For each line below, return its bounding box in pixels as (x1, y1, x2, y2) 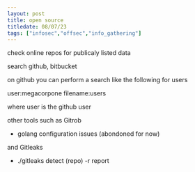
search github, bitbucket (7, 62, 77, 70)
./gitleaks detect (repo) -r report (17, 157, 109, 165)
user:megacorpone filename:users (7, 89, 107, 97)
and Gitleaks (7, 143, 43, 152)
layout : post (7, 10, 45, 17)
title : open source (7, 17, 64, 24)
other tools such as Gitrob (7, 116, 82, 125)
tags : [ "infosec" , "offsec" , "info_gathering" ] (7, 29, 141, 37)
